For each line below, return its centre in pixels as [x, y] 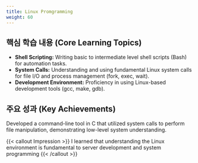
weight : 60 [20, 17]
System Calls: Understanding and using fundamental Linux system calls [103, 70]
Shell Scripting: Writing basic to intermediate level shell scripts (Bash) [101, 57]
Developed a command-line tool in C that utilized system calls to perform [96, 124]
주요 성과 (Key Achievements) [61, 109]
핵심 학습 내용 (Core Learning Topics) [74, 42]
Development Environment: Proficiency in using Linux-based [90, 82]
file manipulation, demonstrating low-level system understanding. [86, 130]
